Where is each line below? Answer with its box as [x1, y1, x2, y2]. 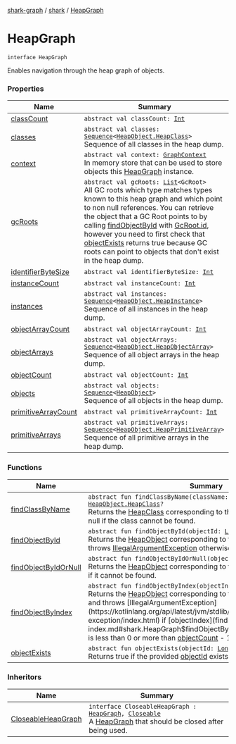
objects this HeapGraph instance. [84, 167, 195, 177]
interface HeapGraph [7, 54, 68, 61]
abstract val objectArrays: [84, 336, 178, 344]
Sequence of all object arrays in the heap [84, 350, 220, 360]
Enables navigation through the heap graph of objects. [7, 66, 165, 75]
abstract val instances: [84, 290, 167, 298]
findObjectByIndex [11, 607, 72, 617]
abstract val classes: [84, 125, 160, 133]
